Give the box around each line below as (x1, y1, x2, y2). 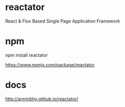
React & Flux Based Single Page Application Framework (5, 18, 120, 24)
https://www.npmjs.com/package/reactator (5, 61, 95, 67)
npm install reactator (5, 52, 48, 58)
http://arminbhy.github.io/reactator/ (5, 95, 79, 101)
